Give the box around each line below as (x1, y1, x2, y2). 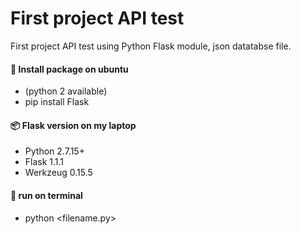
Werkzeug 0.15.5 (24, 167, 93, 179)
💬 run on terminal (10, 189, 83, 201)
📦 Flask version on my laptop (10, 119, 137, 131)
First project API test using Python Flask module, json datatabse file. (10, 40, 292, 52)
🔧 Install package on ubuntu (10, 63, 129, 75)
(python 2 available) (24, 85, 108, 97)
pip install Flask (24, 96, 90, 108)
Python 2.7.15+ (24, 145, 85, 157)
